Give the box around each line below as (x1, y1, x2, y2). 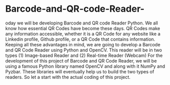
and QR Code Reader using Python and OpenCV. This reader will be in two (5, 47, 162, 53)
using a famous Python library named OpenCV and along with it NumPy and (5, 63, 165, 69)
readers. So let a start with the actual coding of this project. (5, 74, 131, 80)
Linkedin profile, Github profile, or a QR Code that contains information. (5, 36, 155, 42)
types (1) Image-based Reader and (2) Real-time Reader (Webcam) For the (5, 52, 163, 59)
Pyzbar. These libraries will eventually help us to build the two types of (5, 68, 155, 74)
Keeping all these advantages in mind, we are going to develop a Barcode (5, 41, 160, 47)
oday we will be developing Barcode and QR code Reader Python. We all (5, 20, 158, 26)
